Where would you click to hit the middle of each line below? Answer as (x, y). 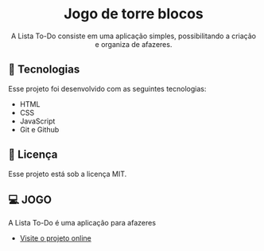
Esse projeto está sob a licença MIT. (68, 174)
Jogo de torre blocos (134, 14)
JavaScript (37, 121)
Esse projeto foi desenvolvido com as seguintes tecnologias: (107, 88)
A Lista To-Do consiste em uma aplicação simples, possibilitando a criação (134, 36)
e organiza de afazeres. (134, 44)
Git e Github (39, 129)
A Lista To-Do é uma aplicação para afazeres (82, 223)
